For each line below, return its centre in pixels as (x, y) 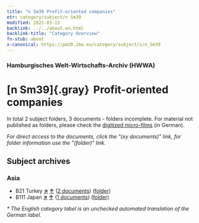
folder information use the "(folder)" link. (56, 143)
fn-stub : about (25, 39)
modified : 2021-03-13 (33, 22)
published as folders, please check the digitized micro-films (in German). (96, 125)
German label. (24, 215)
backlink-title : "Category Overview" (53, 34)
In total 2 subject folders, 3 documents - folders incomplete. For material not (100, 118)
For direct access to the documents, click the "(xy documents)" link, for (94, 136)
